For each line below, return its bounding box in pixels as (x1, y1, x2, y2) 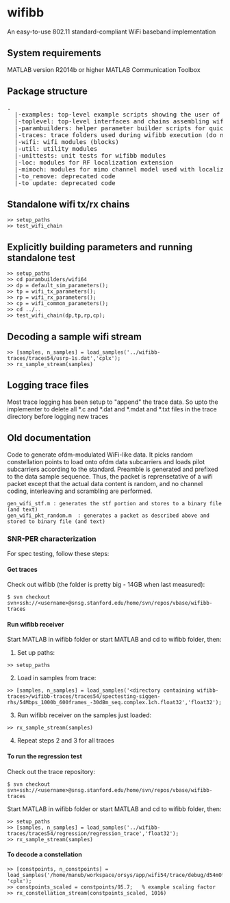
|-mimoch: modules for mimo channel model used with (14, 165, 195, 173)
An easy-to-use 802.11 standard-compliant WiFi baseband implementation (7, 27, 216, 36)
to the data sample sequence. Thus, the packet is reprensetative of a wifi (7, 472, 214, 481)
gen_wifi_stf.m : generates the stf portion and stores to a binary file (7, 500, 222, 507)
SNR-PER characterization (7, 533, 97, 543)
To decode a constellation (7, 850, 82, 858)
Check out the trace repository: (7, 767, 96, 775)
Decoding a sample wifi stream (7, 330, 142, 342)
